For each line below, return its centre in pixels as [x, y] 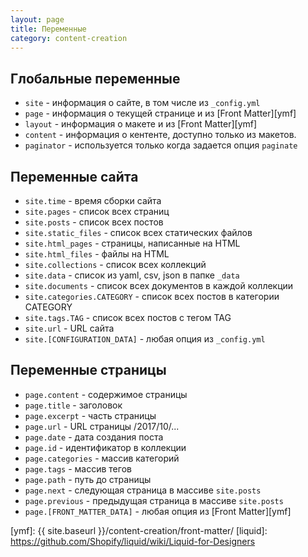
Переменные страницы [88, 370]
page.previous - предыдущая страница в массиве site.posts [154, 500]
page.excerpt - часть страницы [90, 415]
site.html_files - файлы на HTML [97, 254]
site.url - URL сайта [69, 328]
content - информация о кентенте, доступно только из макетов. [160, 135]
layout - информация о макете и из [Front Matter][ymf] [141, 124]
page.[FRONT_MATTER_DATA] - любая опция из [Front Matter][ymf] [158, 511]
